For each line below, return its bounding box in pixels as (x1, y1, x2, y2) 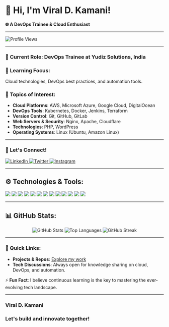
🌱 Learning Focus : (5, 67, 50, 74)
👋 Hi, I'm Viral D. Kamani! (5, 5, 111, 16)
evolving (5, 284, 23, 290)
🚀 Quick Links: (5, 245, 41, 252)
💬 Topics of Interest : (5, 91, 56, 98)
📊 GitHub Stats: (5, 211, 57, 220)
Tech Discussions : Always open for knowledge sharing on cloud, (12, 261, 148, 267)
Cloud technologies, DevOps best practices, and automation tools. (5, 78, 143, 85)
